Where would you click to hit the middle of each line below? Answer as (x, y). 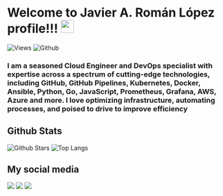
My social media (43, 169)
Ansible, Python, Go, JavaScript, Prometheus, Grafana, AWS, (112, 91)
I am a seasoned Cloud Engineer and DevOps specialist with (110, 66)
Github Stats (35, 131)
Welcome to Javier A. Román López (111, 13)
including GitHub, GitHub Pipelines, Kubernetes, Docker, (104, 83)
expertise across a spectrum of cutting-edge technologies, (108, 74)
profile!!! (33, 29)
